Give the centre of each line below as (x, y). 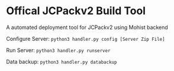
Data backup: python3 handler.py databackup (62, 62)
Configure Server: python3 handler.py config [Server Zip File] (86, 38)
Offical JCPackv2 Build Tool (76, 11)
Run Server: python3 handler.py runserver (58, 50)
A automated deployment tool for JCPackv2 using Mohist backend (87, 27)
